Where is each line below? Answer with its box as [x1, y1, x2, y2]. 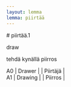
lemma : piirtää [6, 15, 45, 21]
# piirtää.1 [6, 31, 30, 39]
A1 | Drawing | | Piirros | [6, 74, 66, 81]
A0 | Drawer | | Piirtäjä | [6, 67, 65, 74]
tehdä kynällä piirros [6, 55, 58, 62]
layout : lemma [6, 9, 42, 15]
